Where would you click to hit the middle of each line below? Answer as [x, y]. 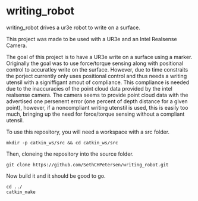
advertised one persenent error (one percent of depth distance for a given [97, 101]
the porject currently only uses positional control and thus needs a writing [97, 76]
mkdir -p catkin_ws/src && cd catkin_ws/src [62, 143]
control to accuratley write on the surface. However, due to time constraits [97, 69]
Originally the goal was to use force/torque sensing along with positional [95, 63]
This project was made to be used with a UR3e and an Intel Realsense [92, 39]
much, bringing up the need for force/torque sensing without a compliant [95, 114]
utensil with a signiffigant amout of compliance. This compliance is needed [98, 82]
